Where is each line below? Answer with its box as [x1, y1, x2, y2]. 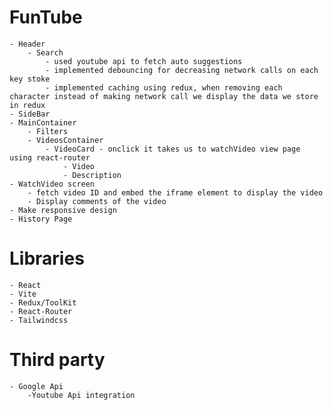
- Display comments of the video [27, 196, 167, 206]
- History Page [9, 214, 73, 224]
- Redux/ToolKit [9, 297, 77, 308]
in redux [9, 100, 46, 110]
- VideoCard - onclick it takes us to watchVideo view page [45, 144, 301, 154]
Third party [9, 349, 106, 371]
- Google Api [9, 381, 64, 391]
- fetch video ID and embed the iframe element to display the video [27, 187, 324, 198]
